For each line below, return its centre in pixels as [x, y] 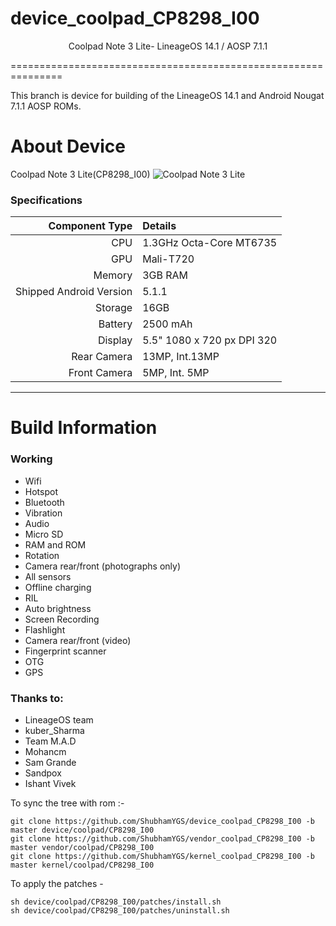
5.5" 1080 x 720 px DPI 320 [210, 340]
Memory [113, 275]
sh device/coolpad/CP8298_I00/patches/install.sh [116, 902]
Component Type [90, 226]
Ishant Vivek [50, 783]
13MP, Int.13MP [181, 357]
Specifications [46, 200]
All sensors [48, 576]
